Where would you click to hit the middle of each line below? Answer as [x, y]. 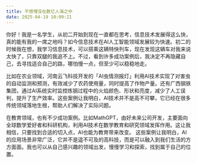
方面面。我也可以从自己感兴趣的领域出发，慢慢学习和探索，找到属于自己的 [96, 147]
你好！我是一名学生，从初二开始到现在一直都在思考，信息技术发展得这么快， [98, 34]
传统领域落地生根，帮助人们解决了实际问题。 [60, 105]
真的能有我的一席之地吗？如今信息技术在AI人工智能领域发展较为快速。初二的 [98, 41]
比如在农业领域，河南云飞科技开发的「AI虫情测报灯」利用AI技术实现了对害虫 [98, 76]
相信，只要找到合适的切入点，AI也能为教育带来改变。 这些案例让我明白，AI [96, 132]
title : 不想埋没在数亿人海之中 [39, 11]
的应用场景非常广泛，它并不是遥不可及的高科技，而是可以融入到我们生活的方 [98, 139]
